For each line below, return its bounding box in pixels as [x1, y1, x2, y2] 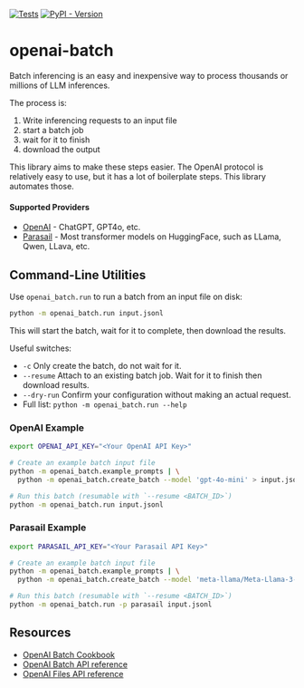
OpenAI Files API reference [22, 668, 124, 679]
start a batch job [22, 124, 84, 135]
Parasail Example [9, 521, 87, 534]
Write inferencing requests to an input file [22, 114, 178, 126]
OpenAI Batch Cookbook [22, 649, 116, 660]
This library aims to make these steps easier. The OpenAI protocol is [9, 161, 264, 172]
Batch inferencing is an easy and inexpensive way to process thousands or [9, 70, 289, 81]
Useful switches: [9, 343, 72, 354]
